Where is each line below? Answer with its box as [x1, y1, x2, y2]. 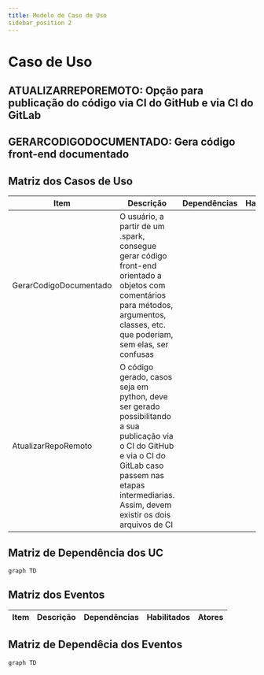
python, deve [119, 391, 168, 402]
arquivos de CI [119, 519, 174, 530]
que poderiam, [119, 329, 174, 340]
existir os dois [119, 510, 171, 521]
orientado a [119, 270, 163, 281]
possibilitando [119, 411, 171, 422]
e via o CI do [119, 451, 167, 462]
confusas [119, 349, 155, 360]
